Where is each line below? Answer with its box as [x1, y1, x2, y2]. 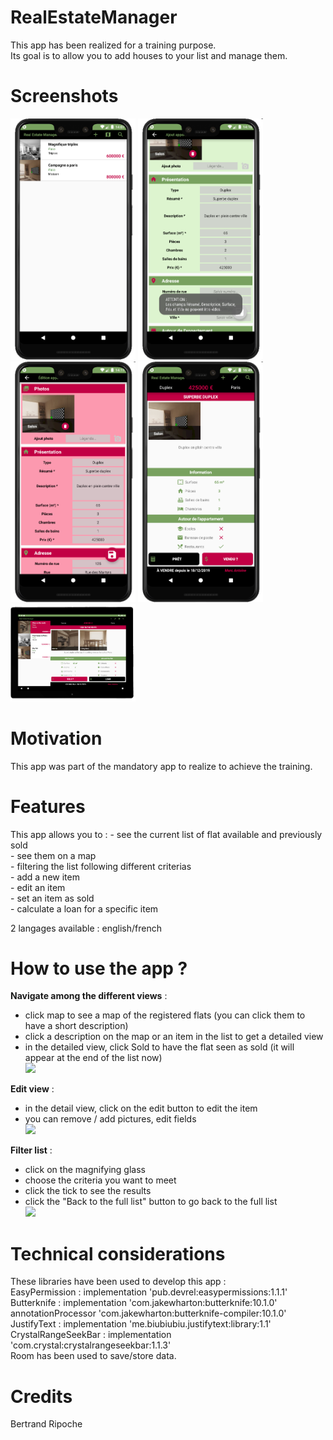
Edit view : [10, 1083, 55, 1095]
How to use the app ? [10, 957, 188, 980]
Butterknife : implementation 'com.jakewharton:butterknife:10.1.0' [10, 1297, 278, 1309]
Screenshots [10, 85, 119, 108]
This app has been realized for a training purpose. [10, 39, 217, 51]
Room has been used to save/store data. [10, 1350, 177, 1362]
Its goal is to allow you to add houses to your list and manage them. [10, 49, 288, 61]
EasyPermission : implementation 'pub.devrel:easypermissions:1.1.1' [10, 1286, 288, 1298]
